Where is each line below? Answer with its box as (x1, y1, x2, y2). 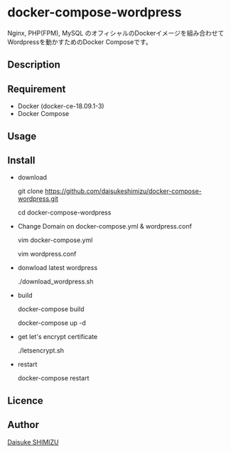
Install (7, 154, 36, 166)
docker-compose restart (17, 374, 90, 382)
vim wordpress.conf (17, 250, 77, 259)
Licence (7, 395, 44, 407)
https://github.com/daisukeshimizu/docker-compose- (45, 187, 202, 196)
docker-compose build (17, 305, 85, 313)
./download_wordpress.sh (17, 277, 94, 286)
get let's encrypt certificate (17, 333, 98, 341)
